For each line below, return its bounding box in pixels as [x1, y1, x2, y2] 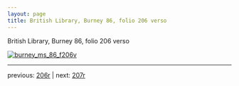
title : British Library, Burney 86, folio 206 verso [7, 17, 167, 24]
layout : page [7, 10, 46, 18]
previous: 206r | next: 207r [7, 70, 85, 79]
